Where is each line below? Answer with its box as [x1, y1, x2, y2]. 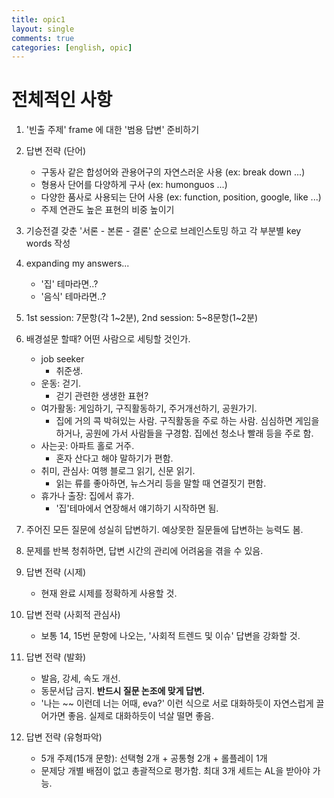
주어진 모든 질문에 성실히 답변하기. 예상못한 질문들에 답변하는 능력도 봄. [25, 524, 304, 536]
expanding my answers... [25, 257, 130, 270]
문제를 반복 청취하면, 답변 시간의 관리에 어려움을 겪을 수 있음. [25, 545, 264, 557]
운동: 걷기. [40, 377, 82, 390]
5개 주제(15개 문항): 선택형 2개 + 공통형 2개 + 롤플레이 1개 [40, 752, 268, 765]
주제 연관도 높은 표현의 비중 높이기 [40, 204, 175, 216]
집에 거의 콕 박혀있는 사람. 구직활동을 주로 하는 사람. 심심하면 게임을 [55, 415, 320, 427]
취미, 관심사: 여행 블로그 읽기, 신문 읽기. [40, 465, 196, 477]
